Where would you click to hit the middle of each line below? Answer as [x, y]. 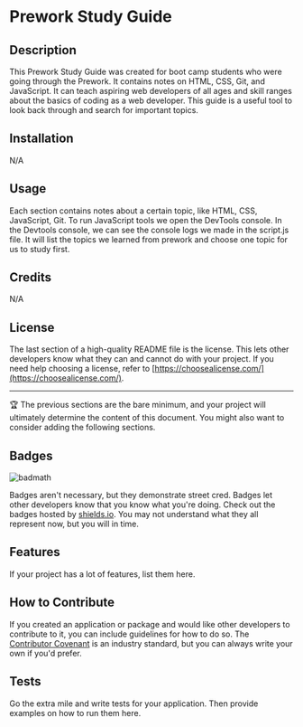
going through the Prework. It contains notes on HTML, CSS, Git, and [138, 81]
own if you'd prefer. [46, 653]
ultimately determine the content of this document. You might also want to [147, 418]
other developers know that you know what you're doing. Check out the [142, 505]
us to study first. [40, 249]
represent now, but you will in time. [74, 524]
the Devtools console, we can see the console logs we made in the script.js [149, 230]
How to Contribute [62, 603]
